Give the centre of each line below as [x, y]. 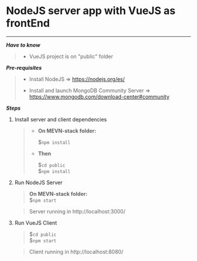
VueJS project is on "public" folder [71, 56]
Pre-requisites [24, 67]
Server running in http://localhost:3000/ [77, 211]
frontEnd [28, 23]
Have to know [23, 45]
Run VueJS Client [36, 223]
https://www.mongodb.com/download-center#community [99, 96]
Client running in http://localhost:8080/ [76, 252]
